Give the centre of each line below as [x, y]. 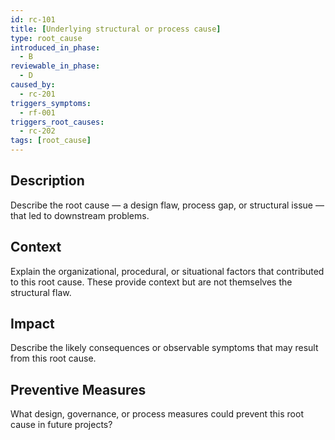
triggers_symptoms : [51, 103]
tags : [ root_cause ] [51, 141]
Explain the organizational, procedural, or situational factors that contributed [167, 271]
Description [47, 181]
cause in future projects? [61, 425]
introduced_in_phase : [55, 47]
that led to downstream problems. [80, 215]
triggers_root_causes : [57, 122]
